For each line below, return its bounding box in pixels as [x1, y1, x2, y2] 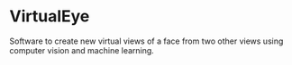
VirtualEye [9, 6, 90, 27]
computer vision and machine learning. [9, 45, 155, 55]
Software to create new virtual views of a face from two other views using [9, 36, 284, 46]
